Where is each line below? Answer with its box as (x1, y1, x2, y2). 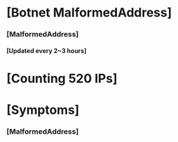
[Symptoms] (6, 102, 80, 118)
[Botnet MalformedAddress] (6, 5, 172, 21)
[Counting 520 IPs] (6, 70, 118, 86)
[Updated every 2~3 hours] (6, 46, 87, 54)
